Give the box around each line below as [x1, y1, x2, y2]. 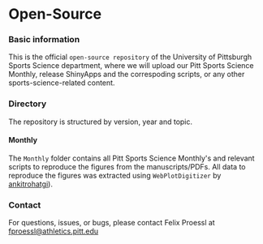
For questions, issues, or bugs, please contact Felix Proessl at [8, 218, 215, 228]
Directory [8, 98, 47, 109]
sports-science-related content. [8, 78, 115, 88]
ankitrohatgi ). [8, 179, 53, 189]
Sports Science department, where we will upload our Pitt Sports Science [8, 61, 254, 71]
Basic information [8, 34, 80, 45]
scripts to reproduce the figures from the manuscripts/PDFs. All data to [8, 161, 246, 171]
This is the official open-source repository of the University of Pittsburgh [8, 52, 252, 62]
